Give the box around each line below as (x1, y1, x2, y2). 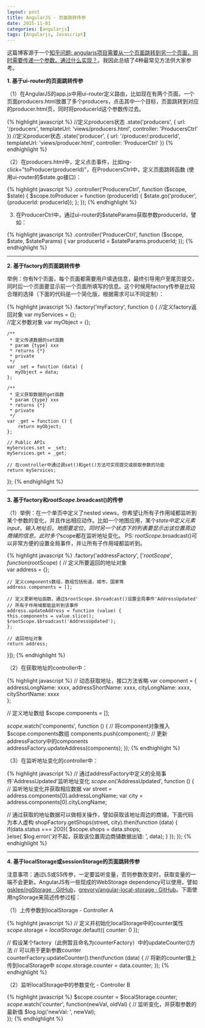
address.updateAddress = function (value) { (7, 608, 122, 614)
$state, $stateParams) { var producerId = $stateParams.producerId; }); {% (7, 238, 193, 245)
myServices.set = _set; (7, 445, 68, 451)
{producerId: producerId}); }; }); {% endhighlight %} (7, 199, 137, 206)
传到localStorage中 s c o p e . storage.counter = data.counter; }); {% (7, 962, 170, 969)
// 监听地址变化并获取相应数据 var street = (7, 785, 112, 792)
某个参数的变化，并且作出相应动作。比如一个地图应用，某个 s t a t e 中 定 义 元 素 (7, 517, 195, 524)
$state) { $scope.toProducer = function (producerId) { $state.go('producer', (7, 192, 197, 200)
